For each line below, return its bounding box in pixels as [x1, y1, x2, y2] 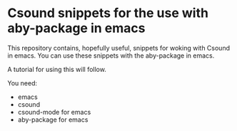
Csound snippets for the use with [7, 5, 209, 21]
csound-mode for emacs [17, 108, 91, 116]
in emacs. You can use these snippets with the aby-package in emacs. [7, 51, 215, 60]
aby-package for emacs [17, 115, 89, 124]
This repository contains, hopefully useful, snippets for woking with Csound [7, 43, 231, 52]
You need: [7, 78, 38, 87]
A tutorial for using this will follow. [7, 65, 107, 73]
